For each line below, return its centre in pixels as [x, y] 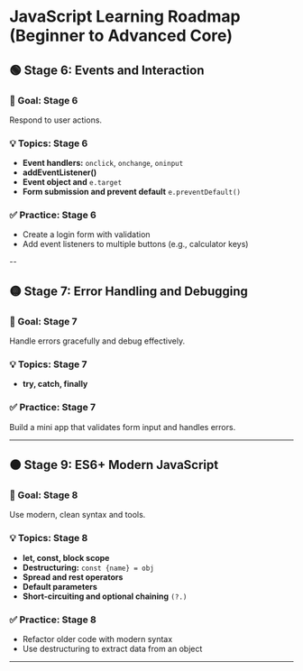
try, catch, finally [55, 384]
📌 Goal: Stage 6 [44, 100]
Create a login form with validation [86, 234]
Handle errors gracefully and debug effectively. [97, 341]
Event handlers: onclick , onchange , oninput [103, 163]
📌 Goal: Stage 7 [44, 321]
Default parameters [60, 586]
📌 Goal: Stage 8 [44, 495]
